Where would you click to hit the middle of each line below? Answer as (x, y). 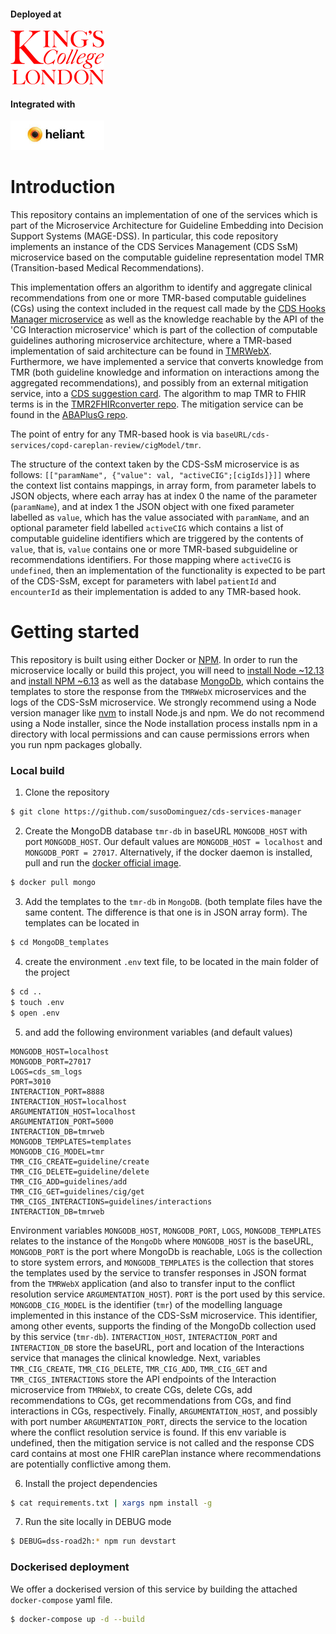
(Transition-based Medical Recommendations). (107, 268)
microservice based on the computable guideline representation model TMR (167, 257)
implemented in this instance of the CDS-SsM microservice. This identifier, (164, 1315)
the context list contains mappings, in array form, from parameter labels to (163, 486)
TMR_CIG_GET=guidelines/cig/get (77, 1191)
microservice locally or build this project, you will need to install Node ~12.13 (167, 671)
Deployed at (36, 14)
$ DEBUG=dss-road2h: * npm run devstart (93, 1541)
